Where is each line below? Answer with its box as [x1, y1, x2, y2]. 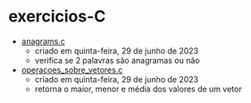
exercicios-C [8, 6, 106, 27]
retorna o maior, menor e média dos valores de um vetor [34, 83, 242, 94]
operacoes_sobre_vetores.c [21, 64, 123, 75]
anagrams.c [21, 36, 66, 47]
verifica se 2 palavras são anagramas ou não [34, 55, 200, 65]
